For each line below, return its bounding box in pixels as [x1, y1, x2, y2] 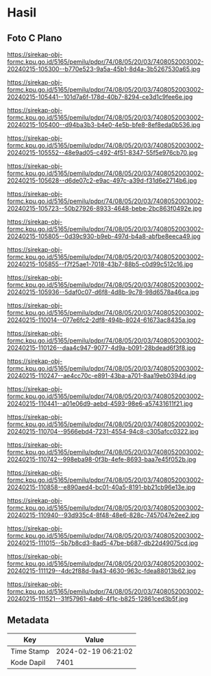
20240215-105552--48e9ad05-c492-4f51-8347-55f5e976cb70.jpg [7, 149, 198, 156]
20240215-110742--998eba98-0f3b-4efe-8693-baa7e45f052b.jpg [7, 455, 197, 463]
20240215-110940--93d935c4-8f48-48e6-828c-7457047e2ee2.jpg [7, 511, 200, 519]
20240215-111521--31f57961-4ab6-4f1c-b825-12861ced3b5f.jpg [7, 595, 188, 603]
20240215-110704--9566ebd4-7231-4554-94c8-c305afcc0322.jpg [7, 428, 199, 435]
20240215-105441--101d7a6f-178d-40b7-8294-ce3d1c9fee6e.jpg [7, 93, 193, 101]
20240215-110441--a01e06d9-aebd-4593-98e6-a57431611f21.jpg [7, 399, 193, 408]
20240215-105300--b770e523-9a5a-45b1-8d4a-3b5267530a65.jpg [7, 65, 201, 73]
